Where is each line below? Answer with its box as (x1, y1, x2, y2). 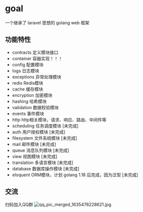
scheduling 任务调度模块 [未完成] (12, 123, 79, 129)
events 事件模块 (12, 111, 44, 117)
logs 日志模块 (12, 68, 40, 73)
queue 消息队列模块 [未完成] (12, 147, 69, 153)
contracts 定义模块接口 (12, 49, 59, 55)
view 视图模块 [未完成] (12, 153, 58, 159)
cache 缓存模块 (12, 86, 43, 92)
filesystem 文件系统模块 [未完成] (12, 135, 77, 141)
